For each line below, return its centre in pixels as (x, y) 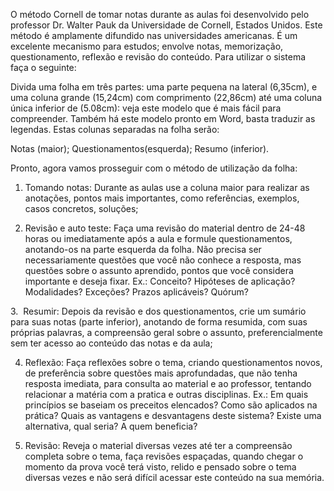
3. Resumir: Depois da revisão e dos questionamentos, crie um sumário (158, 311)
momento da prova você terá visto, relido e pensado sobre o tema (160, 467)
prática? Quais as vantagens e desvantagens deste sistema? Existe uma (173, 415)
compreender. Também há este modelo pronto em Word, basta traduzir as (163, 118)
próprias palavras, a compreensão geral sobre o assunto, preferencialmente (166, 332)
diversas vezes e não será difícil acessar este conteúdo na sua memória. (174, 477)
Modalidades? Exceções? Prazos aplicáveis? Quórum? (136, 292)
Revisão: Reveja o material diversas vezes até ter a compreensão (158, 445)
